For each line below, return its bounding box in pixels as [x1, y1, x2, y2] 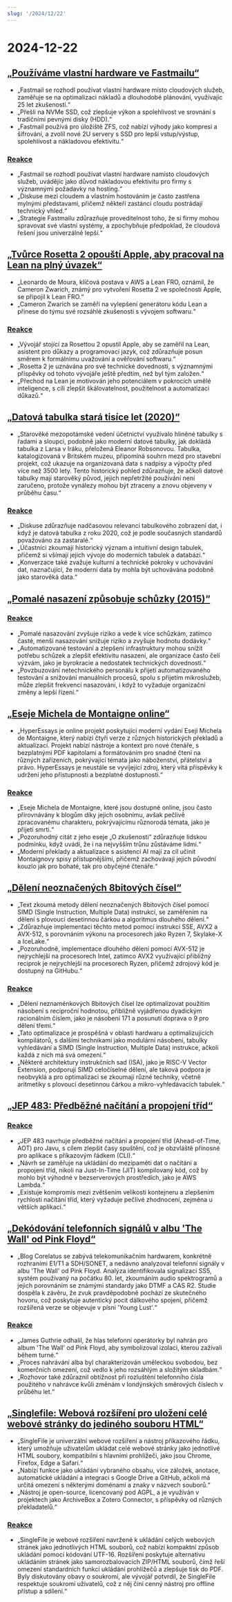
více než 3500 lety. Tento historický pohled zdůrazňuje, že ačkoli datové [17, 466, 223, 475]
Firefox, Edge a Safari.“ [17, 1458, 84, 1467]
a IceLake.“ [17, 937, 50, 945]
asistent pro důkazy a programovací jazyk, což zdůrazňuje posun [17, 347, 203, 356]
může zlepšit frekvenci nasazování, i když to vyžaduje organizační [17, 680, 206, 689]
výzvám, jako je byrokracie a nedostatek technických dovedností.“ [17, 658, 206, 667]
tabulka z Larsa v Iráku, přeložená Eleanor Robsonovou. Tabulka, [17, 444, 202, 452]
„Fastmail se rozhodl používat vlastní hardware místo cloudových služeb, [17, 86, 224, 94]
